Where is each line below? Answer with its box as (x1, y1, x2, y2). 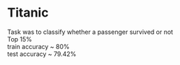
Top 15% (7, 35, 33, 43)
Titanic (7, 5, 49, 21)
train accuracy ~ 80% (7, 42, 70, 50)
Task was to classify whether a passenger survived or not (7, 28, 173, 36)
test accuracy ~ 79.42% (7, 50, 77, 58)
